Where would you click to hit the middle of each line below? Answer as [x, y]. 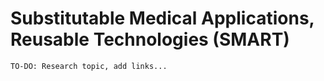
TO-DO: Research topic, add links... [89, 66]
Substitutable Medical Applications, [162, 18]
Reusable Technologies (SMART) [150, 39]
